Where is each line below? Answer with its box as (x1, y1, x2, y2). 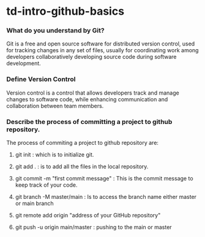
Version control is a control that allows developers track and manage (6, 89, 179, 96)
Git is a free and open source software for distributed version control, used (6, 40, 195, 47)
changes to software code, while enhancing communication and (6, 95, 168, 103)
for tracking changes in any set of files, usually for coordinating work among (6, 47, 199, 54)
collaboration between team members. (6, 102, 104, 109)
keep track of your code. (15, 181, 78, 188)
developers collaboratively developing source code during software (6, 53, 177, 61)
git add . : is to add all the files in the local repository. (15, 163, 149, 170)
